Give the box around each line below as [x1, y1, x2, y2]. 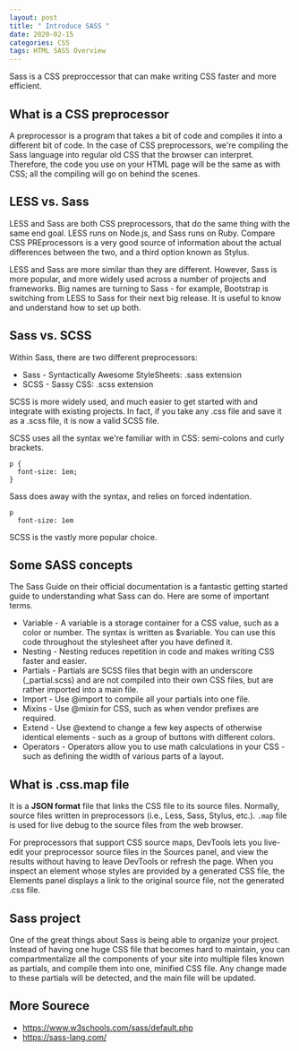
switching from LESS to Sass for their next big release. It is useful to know [9, 292, 282, 303]
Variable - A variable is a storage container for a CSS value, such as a [21, 617, 279, 628]
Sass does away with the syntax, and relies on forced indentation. [9, 490, 252, 502]
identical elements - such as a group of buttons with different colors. [21, 732, 276, 743]
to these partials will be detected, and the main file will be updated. [9, 973, 257, 983]
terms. [9, 600, 33, 611]
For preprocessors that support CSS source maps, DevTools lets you [9, 837, 262, 848]
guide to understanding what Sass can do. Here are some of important [9, 590, 269, 601]
